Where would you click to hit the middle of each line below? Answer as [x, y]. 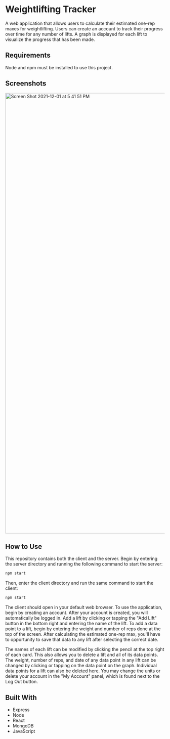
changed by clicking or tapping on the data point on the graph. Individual [81, 666]
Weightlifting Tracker [51, 9]
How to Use [24, 547]
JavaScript [24, 731]
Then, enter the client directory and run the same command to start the [79, 583]
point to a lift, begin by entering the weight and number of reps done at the [83, 629]
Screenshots [26, 84]
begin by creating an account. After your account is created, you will [77, 613]
